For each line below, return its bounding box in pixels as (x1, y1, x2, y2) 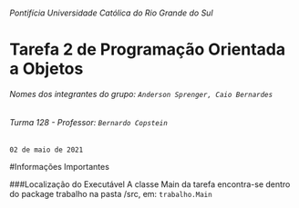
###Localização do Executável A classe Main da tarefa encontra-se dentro (9, 178, 291, 190)
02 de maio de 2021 (9, 145, 84, 154)
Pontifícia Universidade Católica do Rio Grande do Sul (9, 7, 213, 18)
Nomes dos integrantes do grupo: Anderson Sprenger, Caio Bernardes (9, 89, 273, 100)
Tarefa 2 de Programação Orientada (9, 39, 285, 59)
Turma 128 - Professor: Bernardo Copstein (9, 116, 169, 127)
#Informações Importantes (9, 161, 109, 172)
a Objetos (9, 58, 84, 79)
